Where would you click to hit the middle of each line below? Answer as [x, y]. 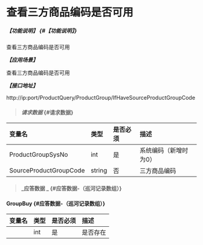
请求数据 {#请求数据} [47, 112]
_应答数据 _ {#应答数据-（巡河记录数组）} [71, 188]
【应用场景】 [22, 60]
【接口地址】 [22, 86]
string [99, 171]
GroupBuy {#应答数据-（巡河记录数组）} [56, 203]
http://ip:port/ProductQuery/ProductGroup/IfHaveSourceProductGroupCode [101, 98]
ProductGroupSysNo [39, 155]
